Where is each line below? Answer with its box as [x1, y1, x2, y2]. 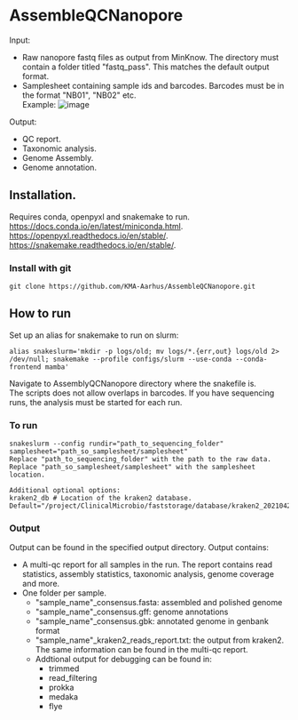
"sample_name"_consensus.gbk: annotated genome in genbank [35, 616, 269, 627]
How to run [9, 306, 72, 321]
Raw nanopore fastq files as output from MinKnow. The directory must [21, 52, 279, 62]
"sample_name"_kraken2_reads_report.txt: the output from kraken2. [35, 635, 285, 645]
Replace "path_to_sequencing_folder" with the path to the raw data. [9, 455, 272, 464]
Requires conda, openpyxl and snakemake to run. [9, 211, 191, 222]
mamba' [44, 362, 69, 372]
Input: [9, 35, 31, 45]
